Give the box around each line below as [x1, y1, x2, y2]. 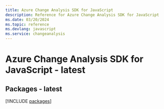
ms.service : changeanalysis [5, 31, 66, 36]
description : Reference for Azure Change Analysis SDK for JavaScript [5, 12, 159, 17]
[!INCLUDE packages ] [5, 98, 52, 104]
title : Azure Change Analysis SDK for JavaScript [5, 7, 114, 13]
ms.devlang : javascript [5, 27, 56, 32]
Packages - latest [5, 84, 63, 93]
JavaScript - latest [5, 64, 86, 76]
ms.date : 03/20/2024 [5, 17, 50, 22]
